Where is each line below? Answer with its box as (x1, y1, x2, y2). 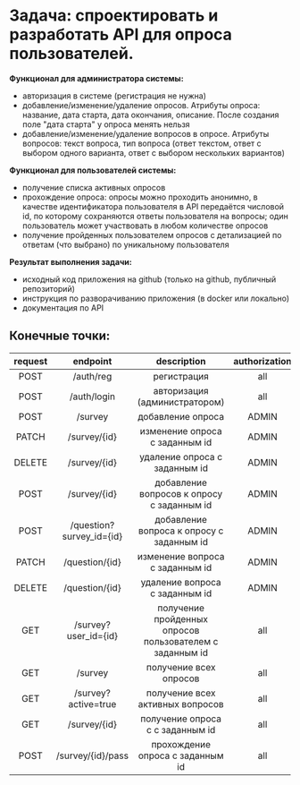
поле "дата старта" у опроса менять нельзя (21, 118, 190, 130)
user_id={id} (66, 629, 119, 642)
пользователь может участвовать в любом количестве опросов (21, 220, 269, 231)
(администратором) (137, 396, 225, 408)
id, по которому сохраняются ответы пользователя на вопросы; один (21, 210, 288, 221)
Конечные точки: (9, 329, 111, 344)
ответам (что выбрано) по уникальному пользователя (21, 239, 229, 250)
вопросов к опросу (139, 487, 223, 499)
